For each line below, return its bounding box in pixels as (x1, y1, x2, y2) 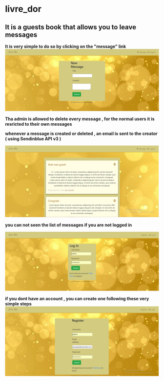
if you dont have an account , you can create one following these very (5, 295, 149, 301)
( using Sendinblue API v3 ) (5, 135, 61, 141)
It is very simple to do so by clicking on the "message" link (5, 44, 126, 49)
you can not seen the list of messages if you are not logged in (5, 222, 132, 228)
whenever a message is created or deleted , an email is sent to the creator (5, 131, 158, 136)
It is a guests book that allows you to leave (5, 23, 137, 31)
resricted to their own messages (5, 121, 72, 127)
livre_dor (5, 3, 41, 15)
